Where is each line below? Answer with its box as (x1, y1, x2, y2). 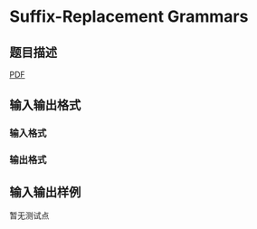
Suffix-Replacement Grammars (9, 6, 249, 27)
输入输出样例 (9, 184, 81, 200)
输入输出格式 (9, 98, 81, 113)
